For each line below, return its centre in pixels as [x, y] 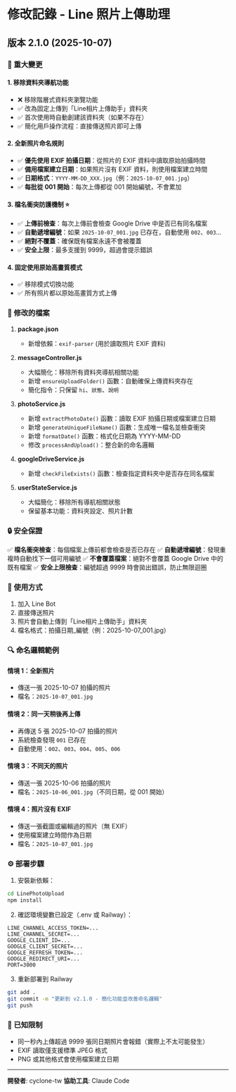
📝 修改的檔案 [29, 313]
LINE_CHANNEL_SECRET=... [44, 934]
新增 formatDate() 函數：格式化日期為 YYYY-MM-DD [104, 436]
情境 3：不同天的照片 [38, 766]
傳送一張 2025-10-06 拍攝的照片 [64, 783]
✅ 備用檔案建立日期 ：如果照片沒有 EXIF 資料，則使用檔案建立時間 [112, 169]
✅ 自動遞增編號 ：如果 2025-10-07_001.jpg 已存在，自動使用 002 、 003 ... [119, 232]
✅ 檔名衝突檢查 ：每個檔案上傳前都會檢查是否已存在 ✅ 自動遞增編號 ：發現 [113, 550]
